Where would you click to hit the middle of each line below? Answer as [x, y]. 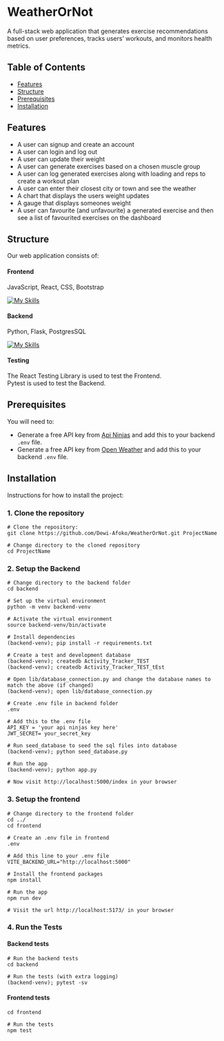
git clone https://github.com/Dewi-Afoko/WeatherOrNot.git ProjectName [112, 533]
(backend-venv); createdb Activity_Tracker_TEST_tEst [86, 667]
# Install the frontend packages [55, 874]
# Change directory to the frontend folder [71, 813]
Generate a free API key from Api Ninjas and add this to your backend [116, 434]
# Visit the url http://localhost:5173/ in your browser [91, 910]
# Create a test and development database [69, 656]
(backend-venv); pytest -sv [48, 982]
